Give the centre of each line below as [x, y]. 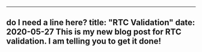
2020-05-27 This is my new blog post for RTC [94, 32]
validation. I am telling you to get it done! [84, 42]
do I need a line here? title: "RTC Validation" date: [101, 22]
